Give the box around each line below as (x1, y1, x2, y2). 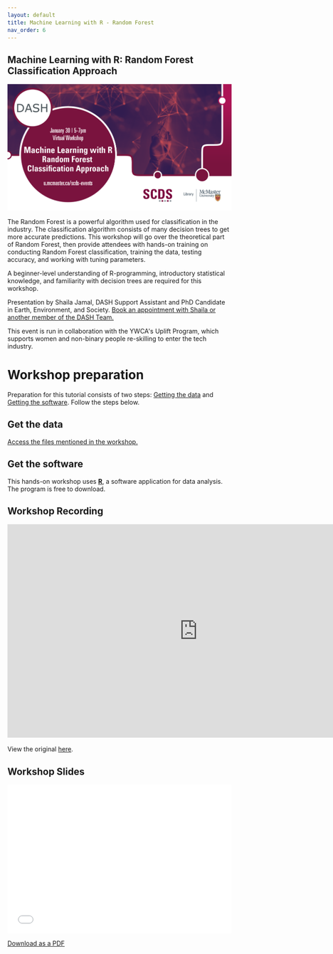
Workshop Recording (7, 505, 104, 517)
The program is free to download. (7, 484, 106, 493)
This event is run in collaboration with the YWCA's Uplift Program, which (7, 327, 219, 335)
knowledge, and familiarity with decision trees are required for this (7, 276, 202, 285)
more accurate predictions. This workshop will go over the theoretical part (7, 232, 225, 241)
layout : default (7, 11, 55, 18)
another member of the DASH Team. (7, 313, 114, 322)
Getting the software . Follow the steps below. (7, 398, 140, 406)
